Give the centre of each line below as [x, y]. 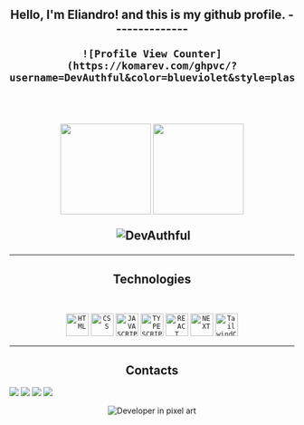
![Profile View [124, 54]
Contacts [152, 370]
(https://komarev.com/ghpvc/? [152, 66]
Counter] [198, 54]
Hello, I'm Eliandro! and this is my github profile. [148, 15]
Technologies [152, 279]
